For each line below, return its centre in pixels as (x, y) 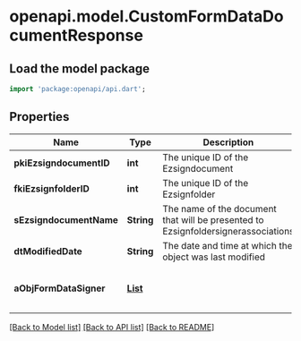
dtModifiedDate (48, 251)
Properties (39, 117)
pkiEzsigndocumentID (62, 163)
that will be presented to (213, 219)
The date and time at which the (228, 245)
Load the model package (80, 68)
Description (228, 142)
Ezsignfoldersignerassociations (228, 231)
